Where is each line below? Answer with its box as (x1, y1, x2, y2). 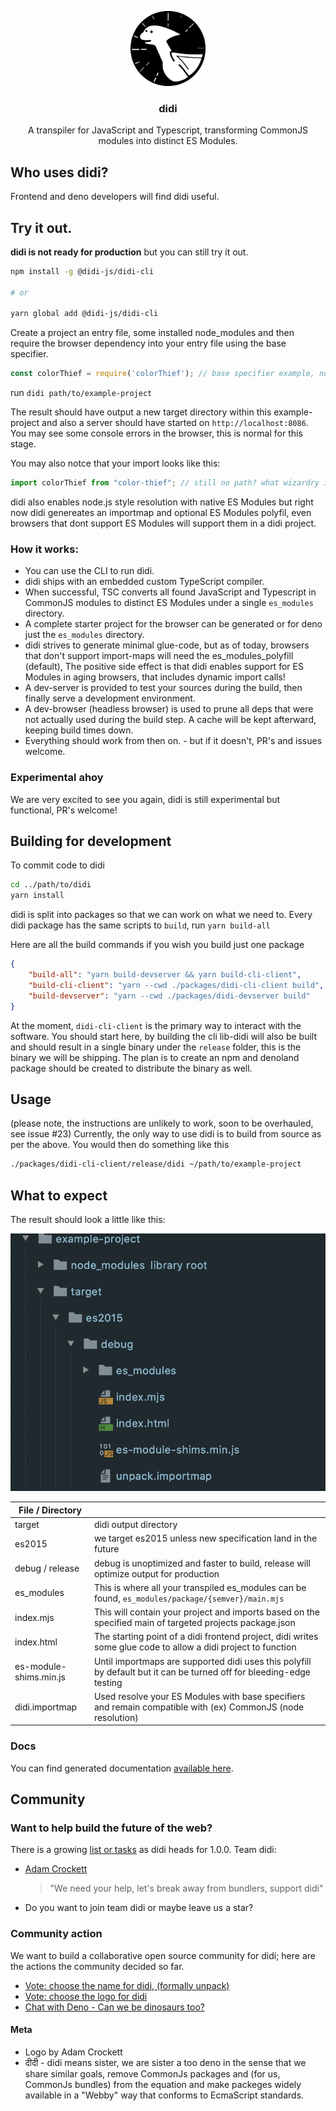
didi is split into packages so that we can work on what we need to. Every (10, 909, 313, 921)
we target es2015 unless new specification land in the (93, 1532, 318, 1545)
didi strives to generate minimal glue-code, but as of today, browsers (24, 639, 310, 651)
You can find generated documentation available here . (10, 1762, 234, 1774)
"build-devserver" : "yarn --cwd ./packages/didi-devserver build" (28, 991, 311, 1001)
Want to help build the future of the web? (10, 1821, 213, 1835)
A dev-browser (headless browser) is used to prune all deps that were (24, 703, 314, 715)
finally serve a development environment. (24, 692, 196, 705)
